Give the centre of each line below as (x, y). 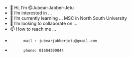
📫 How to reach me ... (33, 29)
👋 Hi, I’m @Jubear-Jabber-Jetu (42, 8)
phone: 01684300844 (43, 51)
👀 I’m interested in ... (31, 13)
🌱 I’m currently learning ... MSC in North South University (68, 18)
